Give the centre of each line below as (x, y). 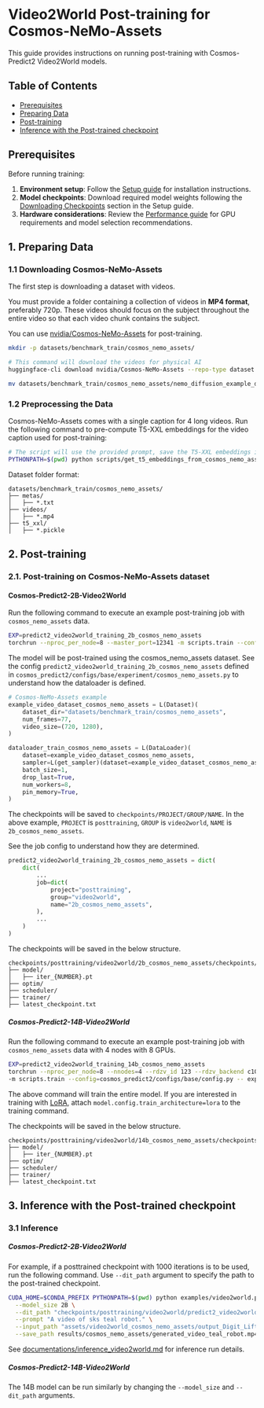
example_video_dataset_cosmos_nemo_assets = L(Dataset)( (103, 704)
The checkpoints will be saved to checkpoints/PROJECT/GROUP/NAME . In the (126, 814)
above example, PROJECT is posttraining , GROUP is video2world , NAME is (120, 822)
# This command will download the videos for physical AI (105, 362)
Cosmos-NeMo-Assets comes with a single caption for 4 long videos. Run (128, 421)
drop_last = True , (49, 777)
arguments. (57, 1395)
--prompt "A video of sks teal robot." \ (84, 1320)
